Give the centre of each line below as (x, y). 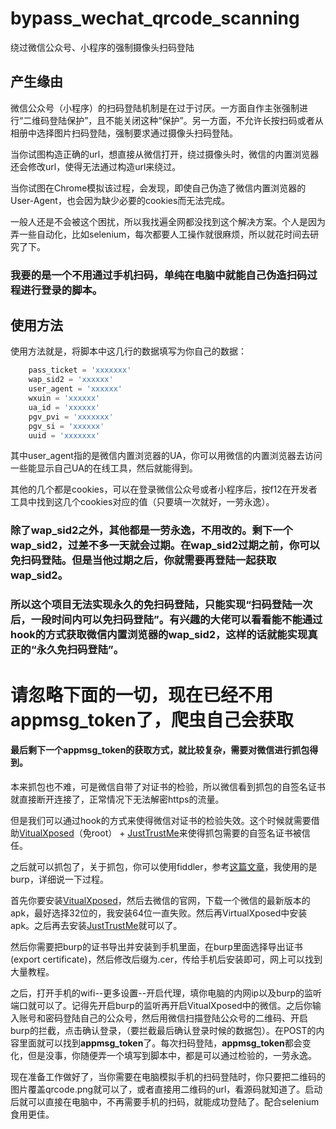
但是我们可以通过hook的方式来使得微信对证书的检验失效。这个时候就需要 (161, 820)
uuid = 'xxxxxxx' (64, 435)
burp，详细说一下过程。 (59, 879)
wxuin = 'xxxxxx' (64, 398)
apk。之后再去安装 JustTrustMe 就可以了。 (96, 925)
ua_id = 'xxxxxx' (64, 407)
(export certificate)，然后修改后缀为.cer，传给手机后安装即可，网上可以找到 (166, 959)
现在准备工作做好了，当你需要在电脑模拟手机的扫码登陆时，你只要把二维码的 (168, 1076)
